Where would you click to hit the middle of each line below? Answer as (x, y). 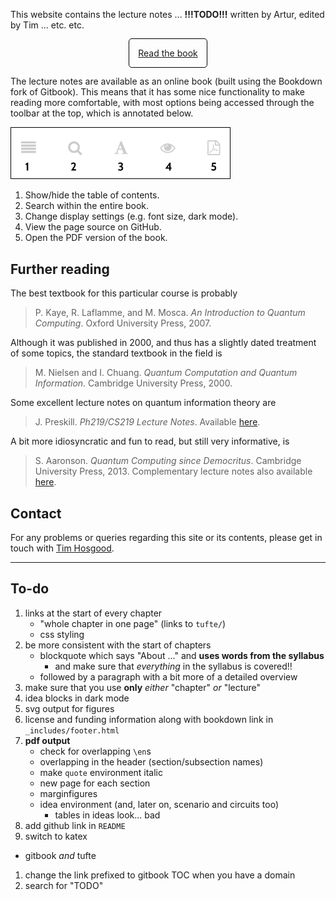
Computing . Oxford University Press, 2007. (123, 323)
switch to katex (56, 836)
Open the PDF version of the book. (96, 238)
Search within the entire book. (87, 206)
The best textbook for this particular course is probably (124, 293)
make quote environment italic (101, 772)
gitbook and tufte (60, 855)
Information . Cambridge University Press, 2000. (133, 383)
